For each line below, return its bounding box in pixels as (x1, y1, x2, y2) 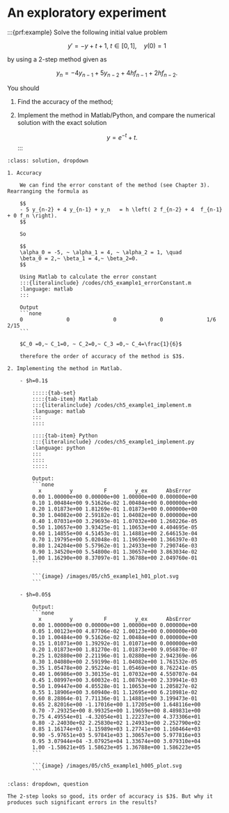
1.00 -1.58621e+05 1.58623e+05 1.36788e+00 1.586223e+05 (32, 744, 200, 752)
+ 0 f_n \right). (7, 212, 58, 219)
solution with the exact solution (17, 118, 107, 126)
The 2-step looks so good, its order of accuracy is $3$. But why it (7, 793, 214, 800)
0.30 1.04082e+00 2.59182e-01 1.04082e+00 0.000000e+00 (32, 512, 198, 519)
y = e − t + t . (106, 131, 138, 141)
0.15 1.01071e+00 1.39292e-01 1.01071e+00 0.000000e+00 (32, 640, 198, 647)
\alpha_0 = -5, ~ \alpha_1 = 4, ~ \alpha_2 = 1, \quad (19, 249, 182, 256)
